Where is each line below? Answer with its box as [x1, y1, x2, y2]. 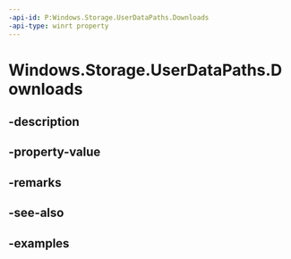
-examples [8, 236, 70, 251]
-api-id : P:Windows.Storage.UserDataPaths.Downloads [8, 13, 210, 22]
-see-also [8, 205, 64, 221]
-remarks [8, 175, 62, 190]
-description [8, 114, 80, 129]
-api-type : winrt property [8, 21, 109, 30]
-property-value [8, 145, 101, 160]
